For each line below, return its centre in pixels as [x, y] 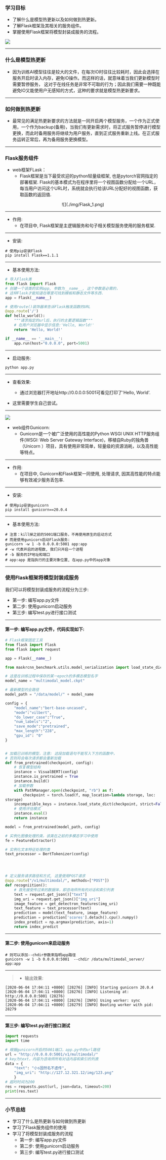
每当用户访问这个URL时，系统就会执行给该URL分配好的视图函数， [87, 188]
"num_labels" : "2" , [33, 722]
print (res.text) [22, 1091]
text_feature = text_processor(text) [53, 908]
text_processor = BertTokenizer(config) [47, 854]
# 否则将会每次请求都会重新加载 [33, 758]
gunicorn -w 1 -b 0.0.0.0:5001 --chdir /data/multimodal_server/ [75, 959]
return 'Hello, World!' [39, 330]
